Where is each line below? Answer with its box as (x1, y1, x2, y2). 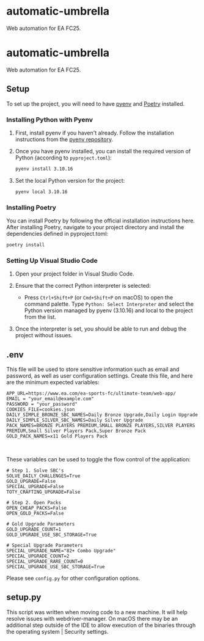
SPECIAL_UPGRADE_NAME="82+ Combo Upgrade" (6, 548, 116, 554)
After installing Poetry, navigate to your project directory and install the (6, 224, 184, 231)
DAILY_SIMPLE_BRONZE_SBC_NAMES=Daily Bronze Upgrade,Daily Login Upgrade (6, 412, 199, 418)
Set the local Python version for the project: (15, 177, 125, 184)
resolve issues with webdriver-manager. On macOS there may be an (6, 615, 178, 622)
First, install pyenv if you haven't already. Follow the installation (15, 129, 174, 136)
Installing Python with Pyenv (6, 115, 93, 123)
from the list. (24, 313, 57, 321)
